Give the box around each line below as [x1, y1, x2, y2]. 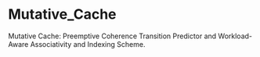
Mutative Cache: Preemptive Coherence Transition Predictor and [8, 31, 217, 41]
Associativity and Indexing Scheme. [30, 39, 146, 48]
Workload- [218, 31, 253, 41]
